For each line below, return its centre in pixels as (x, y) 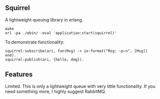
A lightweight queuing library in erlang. (44, 20)
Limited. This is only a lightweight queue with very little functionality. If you (80, 86)
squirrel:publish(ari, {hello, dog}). (45, 59)
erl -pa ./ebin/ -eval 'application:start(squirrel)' (61, 33)
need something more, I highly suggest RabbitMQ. (56, 91)
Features (19, 74)
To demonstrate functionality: (35, 42)
